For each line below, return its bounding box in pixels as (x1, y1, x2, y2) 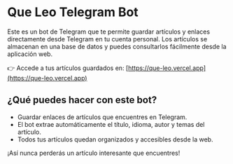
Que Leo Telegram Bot (7, 4, 139, 20)
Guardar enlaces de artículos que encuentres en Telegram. (17, 113, 188, 121)
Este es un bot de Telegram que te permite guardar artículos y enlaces (7, 27, 211, 36)
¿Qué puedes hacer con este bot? (7, 94, 157, 106)
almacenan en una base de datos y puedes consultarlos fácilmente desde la (7, 42, 227, 50)
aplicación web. (7, 50, 53, 58)
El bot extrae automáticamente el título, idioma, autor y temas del (17, 120, 205, 128)
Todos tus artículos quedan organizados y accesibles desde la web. (17, 135, 213, 144)
